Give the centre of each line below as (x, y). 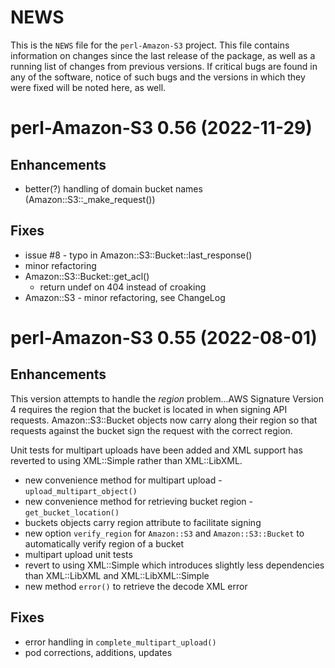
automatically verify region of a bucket (104, 543)
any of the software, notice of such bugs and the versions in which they (158, 77)
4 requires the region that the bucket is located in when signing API (149, 409)
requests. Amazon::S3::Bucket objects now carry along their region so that (164, 420)
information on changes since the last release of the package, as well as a (163, 55)
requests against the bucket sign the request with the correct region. (151, 430)
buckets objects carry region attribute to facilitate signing (143, 522)
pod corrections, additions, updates (98, 652)
